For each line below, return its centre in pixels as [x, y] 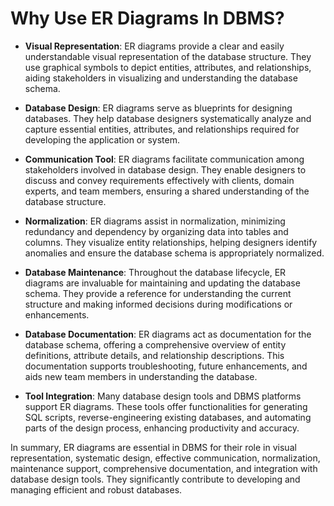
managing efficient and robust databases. [96, 489]
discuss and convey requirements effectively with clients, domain [159, 180]
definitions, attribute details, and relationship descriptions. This [154, 355]
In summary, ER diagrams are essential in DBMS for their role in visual [153, 447]
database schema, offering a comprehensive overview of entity [155, 344]
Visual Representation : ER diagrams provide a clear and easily [154, 46]
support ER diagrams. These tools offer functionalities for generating [166, 406]
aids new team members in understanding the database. [141, 376]
